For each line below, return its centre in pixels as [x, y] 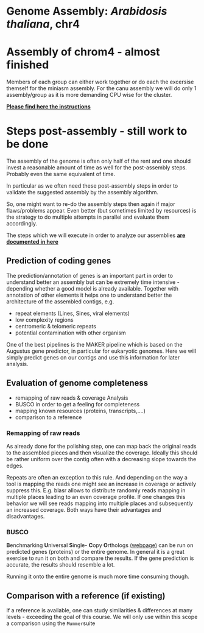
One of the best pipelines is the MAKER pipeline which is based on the [94, 344]
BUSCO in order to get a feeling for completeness [77, 404]
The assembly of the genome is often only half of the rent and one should [98, 161]
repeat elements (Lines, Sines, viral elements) [72, 313]
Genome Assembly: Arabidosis [87, 11]
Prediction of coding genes [59, 261]
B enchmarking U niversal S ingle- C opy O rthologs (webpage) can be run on [100, 545]
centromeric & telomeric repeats [55, 326]
